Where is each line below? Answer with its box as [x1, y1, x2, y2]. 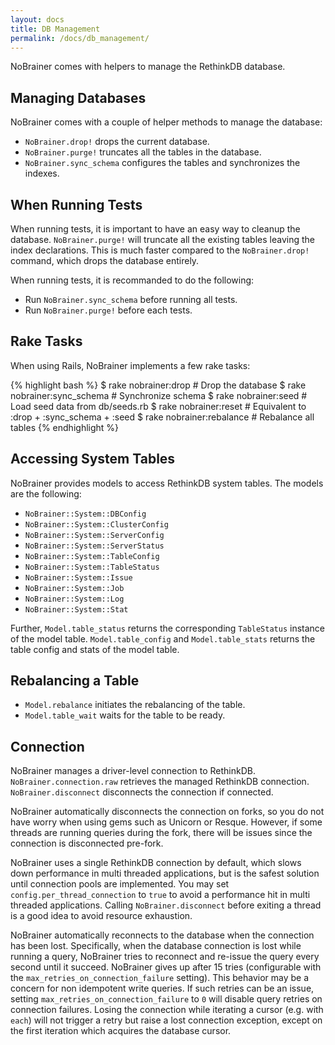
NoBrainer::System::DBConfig [24, 509, 147, 519]
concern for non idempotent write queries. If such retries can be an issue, [10, 982, 315, 995]
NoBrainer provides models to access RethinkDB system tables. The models [10, 477, 324, 489]
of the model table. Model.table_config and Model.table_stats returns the [10, 632, 316, 645]
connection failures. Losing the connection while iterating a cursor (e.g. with [10, 1004, 324, 1016]
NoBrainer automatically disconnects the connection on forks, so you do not [10, 806, 325, 818]
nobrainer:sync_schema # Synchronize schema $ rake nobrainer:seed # [10, 389, 308, 401]
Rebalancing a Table [10, 672, 140, 690]
